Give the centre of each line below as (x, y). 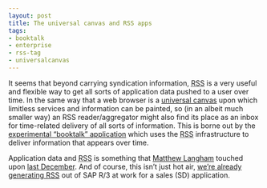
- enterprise (30, 46)
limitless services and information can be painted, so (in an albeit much (126, 108)
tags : (17, 30)
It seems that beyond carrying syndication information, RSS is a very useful (133, 83)
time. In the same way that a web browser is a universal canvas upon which (133, 100)
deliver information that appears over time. (79, 142)
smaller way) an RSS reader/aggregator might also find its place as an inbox (133, 117)
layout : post (30, 16)
